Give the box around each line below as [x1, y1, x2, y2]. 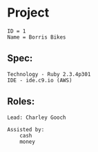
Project [7, 5, 50, 21]
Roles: [7, 95, 35, 108]
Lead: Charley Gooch [7, 114, 67, 121]
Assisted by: [7, 126, 45, 133]
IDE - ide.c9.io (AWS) [7, 77, 72, 84]
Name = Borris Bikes [7, 33, 67, 41]
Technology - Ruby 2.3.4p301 [7, 70, 91, 77]
